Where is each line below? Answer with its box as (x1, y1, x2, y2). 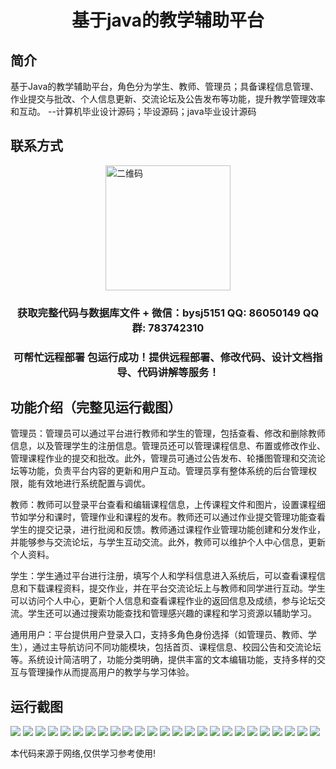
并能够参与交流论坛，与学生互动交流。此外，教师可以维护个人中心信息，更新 (10, 536, 326, 548)
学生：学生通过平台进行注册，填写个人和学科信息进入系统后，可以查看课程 (10, 570, 317, 582)
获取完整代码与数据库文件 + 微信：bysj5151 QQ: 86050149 (16, 306, 301, 320)
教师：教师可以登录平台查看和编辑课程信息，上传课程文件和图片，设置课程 (10, 499, 317, 511)
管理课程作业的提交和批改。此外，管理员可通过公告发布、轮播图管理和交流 (10, 452, 317, 465)
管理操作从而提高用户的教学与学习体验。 (27, 666, 195, 678)
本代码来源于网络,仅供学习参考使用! (10, 747, 157, 760)
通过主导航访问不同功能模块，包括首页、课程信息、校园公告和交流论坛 (31, 641, 322, 653)
